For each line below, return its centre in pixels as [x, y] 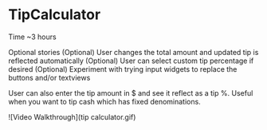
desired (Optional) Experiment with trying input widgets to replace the [123, 69]
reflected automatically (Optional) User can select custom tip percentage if [131, 61]
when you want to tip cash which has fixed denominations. [104, 101]
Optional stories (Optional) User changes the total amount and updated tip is [133, 52]
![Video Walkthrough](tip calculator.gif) [72, 116]
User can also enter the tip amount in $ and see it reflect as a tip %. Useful [131, 93]
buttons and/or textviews [49, 77]
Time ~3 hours [33, 37]
